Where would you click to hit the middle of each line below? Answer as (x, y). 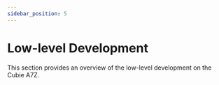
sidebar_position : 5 (37, 14)
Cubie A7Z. (23, 75)
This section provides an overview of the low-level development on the (109, 68)
